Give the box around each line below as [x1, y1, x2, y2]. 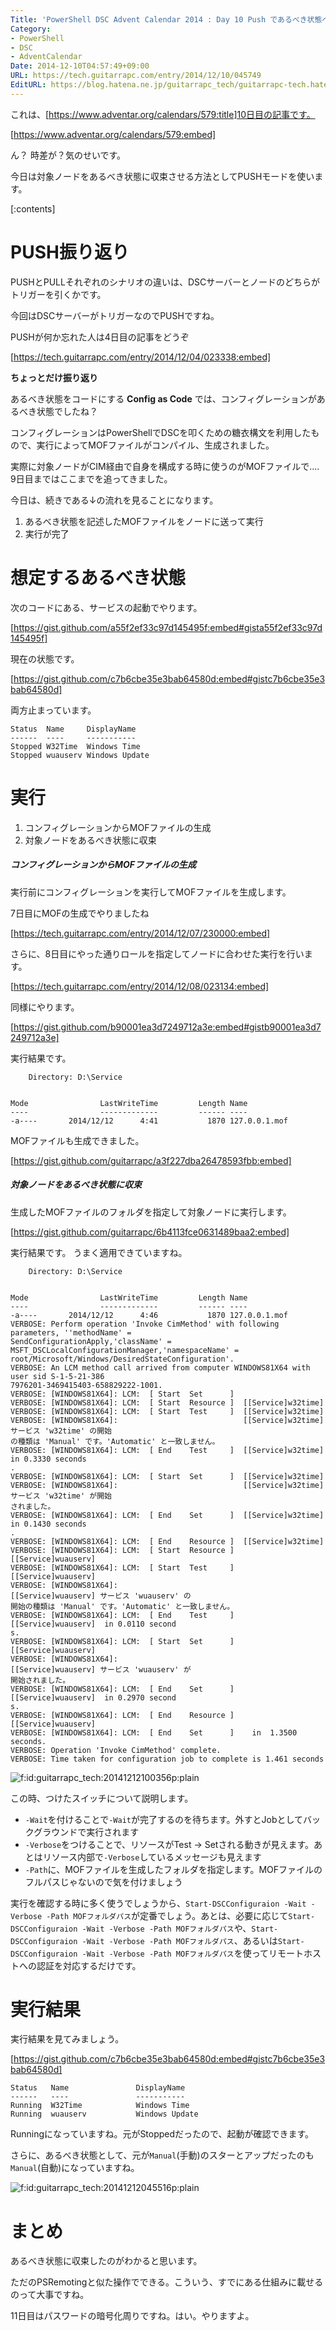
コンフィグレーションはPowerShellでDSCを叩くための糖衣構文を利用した [10, 426, 312, 438]
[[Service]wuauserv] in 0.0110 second [10, 1619, 177, 1629]
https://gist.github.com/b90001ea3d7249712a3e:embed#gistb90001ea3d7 [13, 1021, 322, 1033]
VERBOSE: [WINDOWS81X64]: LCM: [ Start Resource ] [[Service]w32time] [10, 1397, 325, 1408]
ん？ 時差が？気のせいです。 [10, 149, 127, 161]
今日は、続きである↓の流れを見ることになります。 [10, 494, 219, 506]
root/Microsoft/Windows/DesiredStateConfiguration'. [10, 1354, 235, 1364]
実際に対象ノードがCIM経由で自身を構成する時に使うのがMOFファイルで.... [10, 460, 320, 472]
